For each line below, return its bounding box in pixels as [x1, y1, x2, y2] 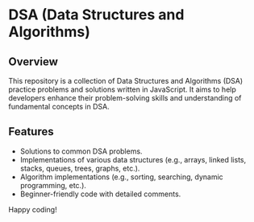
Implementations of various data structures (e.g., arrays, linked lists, [19, 154, 247, 164]
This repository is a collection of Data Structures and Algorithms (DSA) [8, 76, 244, 85]
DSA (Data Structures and [8, 6, 185, 24]
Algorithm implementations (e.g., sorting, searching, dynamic [19, 171, 223, 182]
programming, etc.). [19, 180, 87, 190]
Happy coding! [8, 204, 58, 214]
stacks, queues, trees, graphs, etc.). [19, 163, 140, 173]
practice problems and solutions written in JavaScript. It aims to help [8, 84, 236, 94]
